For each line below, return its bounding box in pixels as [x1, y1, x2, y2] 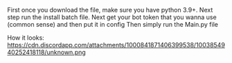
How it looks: [7, 34, 45, 42]
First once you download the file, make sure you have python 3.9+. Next [7, 6, 213, 14]
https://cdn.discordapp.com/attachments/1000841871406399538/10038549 [7, 41, 225, 49]
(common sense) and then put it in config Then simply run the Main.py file [7, 21, 218, 28]
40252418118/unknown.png [7, 48, 87, 56]
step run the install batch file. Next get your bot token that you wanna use [7, 13, 217, 21]
